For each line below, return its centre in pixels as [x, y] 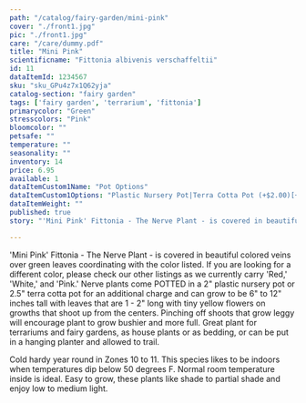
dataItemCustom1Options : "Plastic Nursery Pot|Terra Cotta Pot [132, 196]
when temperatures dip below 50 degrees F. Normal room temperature [142, 368]
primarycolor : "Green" [52, 111]
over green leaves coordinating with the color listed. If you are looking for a [150, 264]
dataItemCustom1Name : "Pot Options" [79, 187]
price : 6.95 [32, 170]
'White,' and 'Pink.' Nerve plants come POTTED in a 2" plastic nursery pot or [153, 284]
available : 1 [34, 178]
